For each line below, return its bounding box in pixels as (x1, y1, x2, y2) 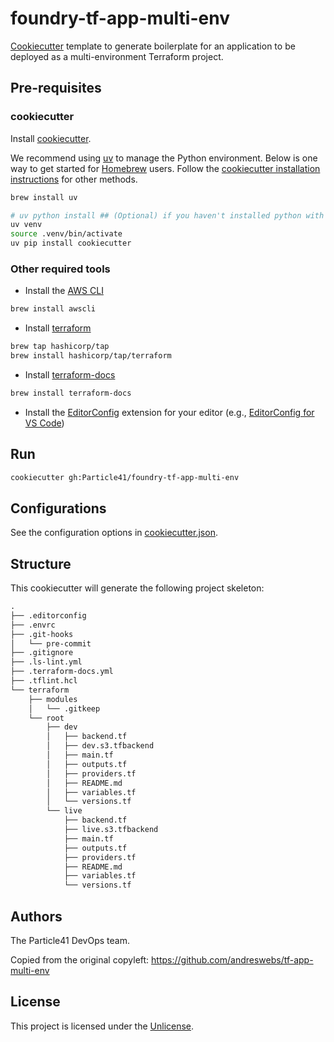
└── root (28, 713, 65, 723)
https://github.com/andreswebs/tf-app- (151, 954, 314, 966)
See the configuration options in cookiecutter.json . (10, 527, 218, 539)
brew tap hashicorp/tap (10, 342, 110, 352)
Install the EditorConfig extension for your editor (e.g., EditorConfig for (24, 406, 315, 418)
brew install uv (10, 192, 78, 202)
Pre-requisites (10, 80, 102, 97)
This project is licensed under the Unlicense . (10, 1020, 195, 1032)
